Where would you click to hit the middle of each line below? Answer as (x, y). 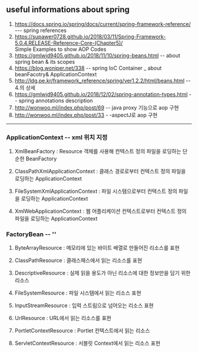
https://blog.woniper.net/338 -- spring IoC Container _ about (88, 68)
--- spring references (40, 30)
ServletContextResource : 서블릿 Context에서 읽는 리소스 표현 (88, 343)
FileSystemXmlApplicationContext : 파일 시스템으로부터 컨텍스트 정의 (96, 191)
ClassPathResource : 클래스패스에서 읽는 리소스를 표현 (78, 260)
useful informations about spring (68, 10)
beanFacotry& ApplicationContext (56, 74)
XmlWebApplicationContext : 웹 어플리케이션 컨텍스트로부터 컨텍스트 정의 (100, 211)
